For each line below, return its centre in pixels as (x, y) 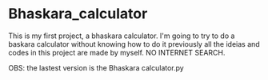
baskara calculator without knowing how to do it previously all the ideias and (134, 44)
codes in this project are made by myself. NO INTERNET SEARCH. (117, 52)
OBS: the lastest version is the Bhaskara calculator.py (96, 67)
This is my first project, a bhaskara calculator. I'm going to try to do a (122, 36)
